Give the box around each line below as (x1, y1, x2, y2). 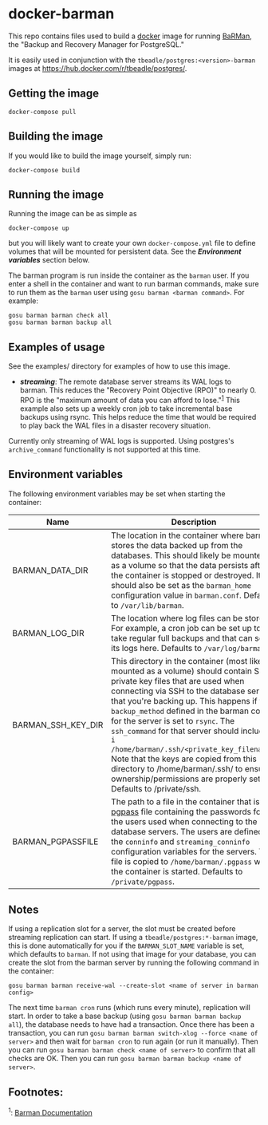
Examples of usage (8, 340, 105, 353)
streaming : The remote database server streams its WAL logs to (19, 377, 232, 387)
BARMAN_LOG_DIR (12, 627, 85, 638)
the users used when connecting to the (111, 815, 258, 827)
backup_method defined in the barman (111, 705, 250, 716)
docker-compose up (8, 224, 69, 232)
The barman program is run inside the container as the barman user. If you (8, 270, 250, 280)
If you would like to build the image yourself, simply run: (8, 151, 191, 160)
